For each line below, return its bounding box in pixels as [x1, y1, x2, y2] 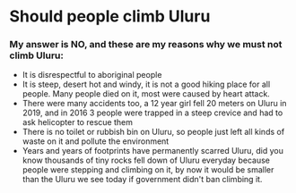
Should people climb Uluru [9, 6, 211, 27]
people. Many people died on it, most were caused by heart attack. [22, 88, 271, 99]
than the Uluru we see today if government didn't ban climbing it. [22, 174, 263, 185]
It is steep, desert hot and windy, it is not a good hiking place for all [22, 79, 271, 90]
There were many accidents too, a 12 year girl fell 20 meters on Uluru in [22, 98, 287, 109]
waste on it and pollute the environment [22, 136, 170, 147]
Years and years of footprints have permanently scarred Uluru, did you [22, 146, 284, 156]
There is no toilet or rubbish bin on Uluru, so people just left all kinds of [22, 127, 285, 138]
